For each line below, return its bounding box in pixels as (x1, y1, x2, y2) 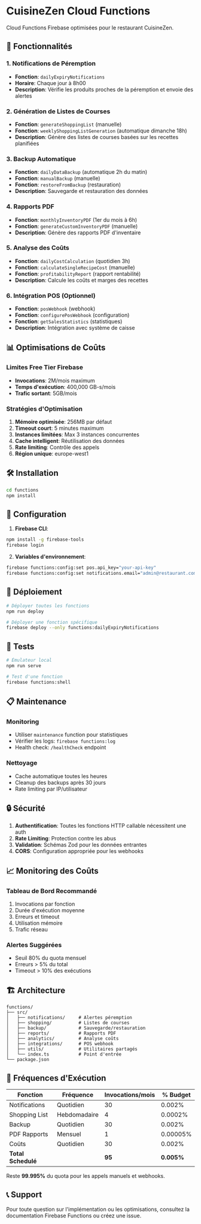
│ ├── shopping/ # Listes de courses (6, 1020, 130, 1026)
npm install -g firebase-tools (6, 536, 84, 543)
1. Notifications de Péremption (6, 59, 96, 68)
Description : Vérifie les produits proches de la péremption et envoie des (14, 86, 193, 93)
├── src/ (6, 1009, 28, 1015)
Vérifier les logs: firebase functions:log (14, 737, 115, 744)
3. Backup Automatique (6, 155, 77, 163)
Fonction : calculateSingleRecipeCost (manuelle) (14, 264, 136, 271)
